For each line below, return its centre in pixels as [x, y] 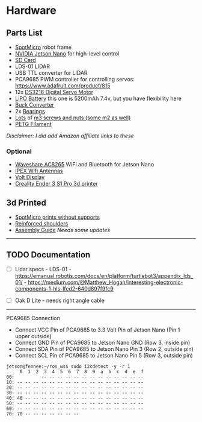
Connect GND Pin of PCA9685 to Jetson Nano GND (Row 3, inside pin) [103, 343]
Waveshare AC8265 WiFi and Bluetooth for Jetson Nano [84, 165]
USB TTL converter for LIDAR [51, 73]
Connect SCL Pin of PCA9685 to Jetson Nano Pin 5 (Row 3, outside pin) [104, 356]
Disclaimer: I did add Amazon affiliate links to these [70, 136]
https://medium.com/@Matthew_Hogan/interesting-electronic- [106, 282]
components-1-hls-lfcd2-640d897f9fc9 [64, 288]
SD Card [25, 60]
